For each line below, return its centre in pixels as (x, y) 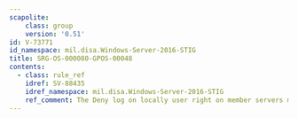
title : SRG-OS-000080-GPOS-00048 (71, 59)
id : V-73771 (31, 42)
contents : (27, 67)
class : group (49, 26)
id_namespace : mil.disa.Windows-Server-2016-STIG (103, 51)
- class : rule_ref (51, 75)
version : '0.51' (55, 34)
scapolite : (29, 17)
